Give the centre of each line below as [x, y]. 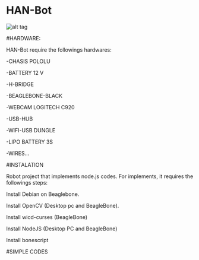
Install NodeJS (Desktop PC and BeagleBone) [62, 229]
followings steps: [27, 182]
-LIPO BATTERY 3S [30, 142]
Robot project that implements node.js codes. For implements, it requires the [100, 176]
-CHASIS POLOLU [28, 61]
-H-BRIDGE [20, 84]
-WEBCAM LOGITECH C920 [41, 107]
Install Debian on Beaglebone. [43, 194]
